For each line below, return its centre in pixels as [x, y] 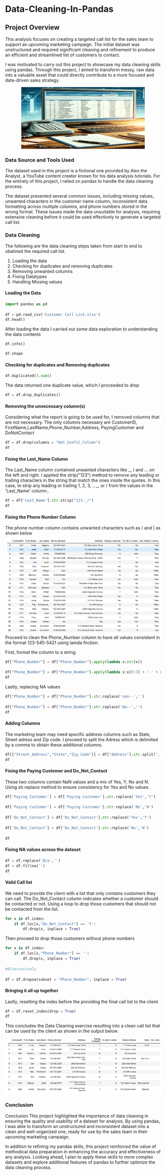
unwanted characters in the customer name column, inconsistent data [76, 202]
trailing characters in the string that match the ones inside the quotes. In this [83, 481]
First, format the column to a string [40, 652]
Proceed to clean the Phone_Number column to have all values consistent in [83, 637]
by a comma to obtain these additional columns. [54, 745]
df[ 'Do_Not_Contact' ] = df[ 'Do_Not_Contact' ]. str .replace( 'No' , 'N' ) [77, 828]
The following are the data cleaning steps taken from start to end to [74, 246]
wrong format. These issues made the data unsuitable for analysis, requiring [83, 212]
